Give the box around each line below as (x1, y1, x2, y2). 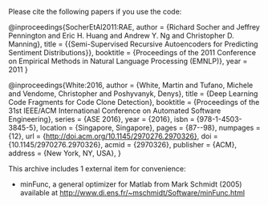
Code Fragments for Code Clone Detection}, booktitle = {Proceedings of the (8, 98, 260, 107)
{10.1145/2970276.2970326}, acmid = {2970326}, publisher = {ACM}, (8, 140, 237, 149)
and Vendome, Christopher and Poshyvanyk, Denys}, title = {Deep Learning (8, 89, 258, 98)
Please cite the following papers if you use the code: (8, 7, 182, 16)
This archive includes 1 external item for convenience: (8, 164, 186, 173)
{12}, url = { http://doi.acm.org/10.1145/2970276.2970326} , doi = (8, 131, 218, 141)
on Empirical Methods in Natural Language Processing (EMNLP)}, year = (8, 56, 248, 66)
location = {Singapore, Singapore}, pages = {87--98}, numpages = (39, 123, 261, 132)
